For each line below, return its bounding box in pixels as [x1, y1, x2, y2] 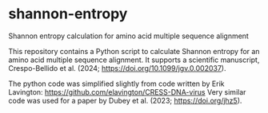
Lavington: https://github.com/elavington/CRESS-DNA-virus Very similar [8, 87, 246, 96]
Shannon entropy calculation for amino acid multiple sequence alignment [8, 31, 250, 41]
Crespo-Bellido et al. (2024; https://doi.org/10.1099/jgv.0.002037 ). [8, 63, 226, 72]
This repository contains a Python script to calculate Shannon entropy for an [8, 46, 260, 56]
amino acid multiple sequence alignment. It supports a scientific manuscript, [8, 55, 260, 64]
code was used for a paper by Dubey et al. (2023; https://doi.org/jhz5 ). [8, 95, 242, 105]
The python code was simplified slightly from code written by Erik [8, 79, 226, 88]
